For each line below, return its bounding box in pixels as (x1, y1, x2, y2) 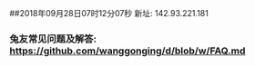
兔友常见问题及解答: (9, 33, 97, 45)
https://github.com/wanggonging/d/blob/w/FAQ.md (9, 44, 246, 57)
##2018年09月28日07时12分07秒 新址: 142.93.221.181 (9, 8, 209, 18)
